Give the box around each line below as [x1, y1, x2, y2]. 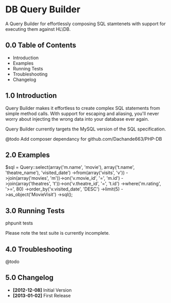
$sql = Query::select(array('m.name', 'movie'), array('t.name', [5, 164, 135, 171]
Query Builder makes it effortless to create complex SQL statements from [5, 105, 160, 111]
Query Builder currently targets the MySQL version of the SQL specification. [5, 126, 166, 132]
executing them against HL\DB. [5, 26, 71, 32]
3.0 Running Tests [5, 206, 65, 215]
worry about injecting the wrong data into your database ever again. [5, 116, 149, 122]
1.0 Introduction [5, 91, 58, 100]
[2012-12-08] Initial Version [12, 287, 72, 293]
